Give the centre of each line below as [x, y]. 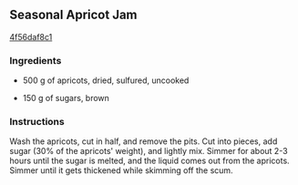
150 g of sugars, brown [66, 98]
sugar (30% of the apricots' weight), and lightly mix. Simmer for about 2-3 [149, 151]
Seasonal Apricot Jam [74, 15]
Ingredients [36, 60]
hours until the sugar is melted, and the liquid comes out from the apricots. [149, 161]
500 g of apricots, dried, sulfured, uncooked [106, 80]
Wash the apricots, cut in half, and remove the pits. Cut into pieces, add [144, 141]
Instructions [37, 122]
